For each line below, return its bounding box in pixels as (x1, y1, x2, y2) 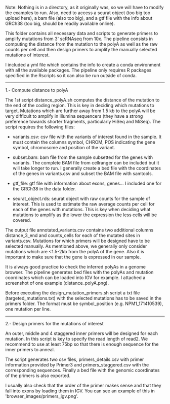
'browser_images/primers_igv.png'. (5, 393, 78, 399)
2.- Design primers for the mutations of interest (5, 321, 104, 326)
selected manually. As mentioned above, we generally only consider (5, 243, 147, 249)
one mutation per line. (5, 306, 51, 312)
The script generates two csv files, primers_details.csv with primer (5, 356, 144, 362)
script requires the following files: (5, 124, 75, 130)
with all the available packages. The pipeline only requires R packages (5, 67, 152, 73)
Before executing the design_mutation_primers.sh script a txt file (5, 290, 140, 296)
